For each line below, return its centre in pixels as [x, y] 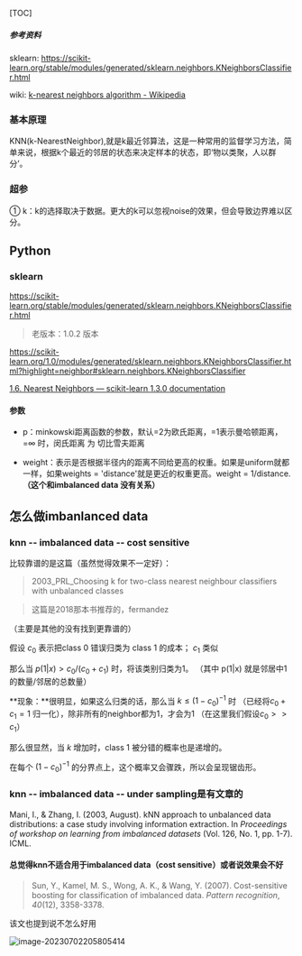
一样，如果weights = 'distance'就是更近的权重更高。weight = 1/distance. [156, 473]
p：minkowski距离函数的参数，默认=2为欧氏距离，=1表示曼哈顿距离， [152, 432]
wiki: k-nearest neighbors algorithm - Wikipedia [98, 95]
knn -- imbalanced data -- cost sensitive [100, 542]
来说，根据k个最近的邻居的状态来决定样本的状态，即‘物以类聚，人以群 [146, 152]
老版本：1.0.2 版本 [65, 334]
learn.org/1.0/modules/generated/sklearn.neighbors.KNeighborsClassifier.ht [151, 362]
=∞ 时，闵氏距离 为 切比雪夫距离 [83, 443]
